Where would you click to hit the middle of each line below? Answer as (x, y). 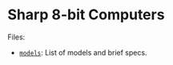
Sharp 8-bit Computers (86, 15)
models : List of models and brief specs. (83, 52)
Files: (16, 37)
